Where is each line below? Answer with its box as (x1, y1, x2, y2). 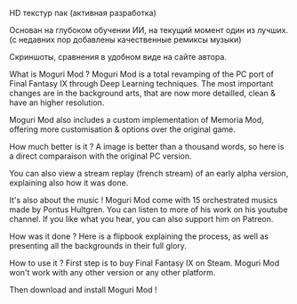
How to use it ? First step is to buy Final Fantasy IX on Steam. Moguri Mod (9, 258, 280, 268)
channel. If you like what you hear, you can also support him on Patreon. (9, 214, 274, 224)
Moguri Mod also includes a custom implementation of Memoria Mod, (9, 115, 264, 125)
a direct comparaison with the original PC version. (9, 151, 193, 161)
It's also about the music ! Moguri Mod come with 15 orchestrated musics (9, 195, 278, 205)
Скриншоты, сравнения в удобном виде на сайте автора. (9, 52, 227, 62)
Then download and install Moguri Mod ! (9, 284, 157, 295)
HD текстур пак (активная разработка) (9, 8, 157, 18)
